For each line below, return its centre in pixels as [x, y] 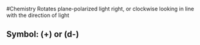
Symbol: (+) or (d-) [43, 34]
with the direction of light [38, 15]
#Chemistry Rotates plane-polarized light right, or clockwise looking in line [100, 9]
